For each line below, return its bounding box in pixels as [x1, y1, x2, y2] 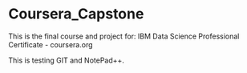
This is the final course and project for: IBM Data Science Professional [8, 31, 240, 41]
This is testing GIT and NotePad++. [8, 55, 124, 65]
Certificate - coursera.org [8, 39, 94, 49]
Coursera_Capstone [8, 5, 144, 23]
